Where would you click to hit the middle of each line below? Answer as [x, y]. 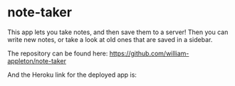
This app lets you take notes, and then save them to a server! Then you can [118, 32]
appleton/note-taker [37, 60]
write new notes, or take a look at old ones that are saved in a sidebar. [110, 39]
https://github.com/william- [149, 53]
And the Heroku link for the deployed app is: [72, 75]
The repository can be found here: [58, 53]
